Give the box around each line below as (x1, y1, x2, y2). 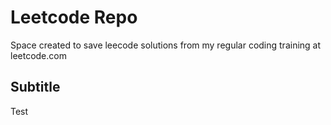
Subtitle (10, 79, 61, 96)
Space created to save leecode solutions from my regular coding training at (10, 39, 322, 51)
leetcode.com (10, 49, 67, 61)
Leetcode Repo (10, 6, 138, 29)
